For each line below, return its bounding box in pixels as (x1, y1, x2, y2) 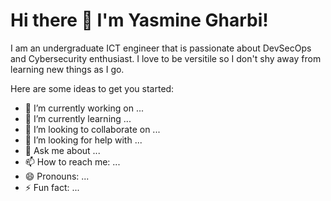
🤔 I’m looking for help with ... (24, 134, 143, 146)
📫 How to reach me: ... (24, 155, 121, 168)
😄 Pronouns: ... (24, 170, 90, 182)
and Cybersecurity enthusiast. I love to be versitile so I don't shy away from (10, 52, 322, 64)
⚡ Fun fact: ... (24, 181, 80, 193)
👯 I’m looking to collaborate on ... (24, 123, 161, 135)
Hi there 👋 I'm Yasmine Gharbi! (10, 9, 269, 32)
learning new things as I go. (10, 63, 125, 75)
